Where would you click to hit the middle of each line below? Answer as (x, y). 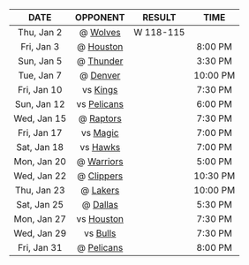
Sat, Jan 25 (40, 204)
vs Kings (100, 90)
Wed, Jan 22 (40, 176)
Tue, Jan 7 (40, 76)
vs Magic (100, 133)
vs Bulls (100, 233)
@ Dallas (100, 204)
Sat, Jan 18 (40, 147)
